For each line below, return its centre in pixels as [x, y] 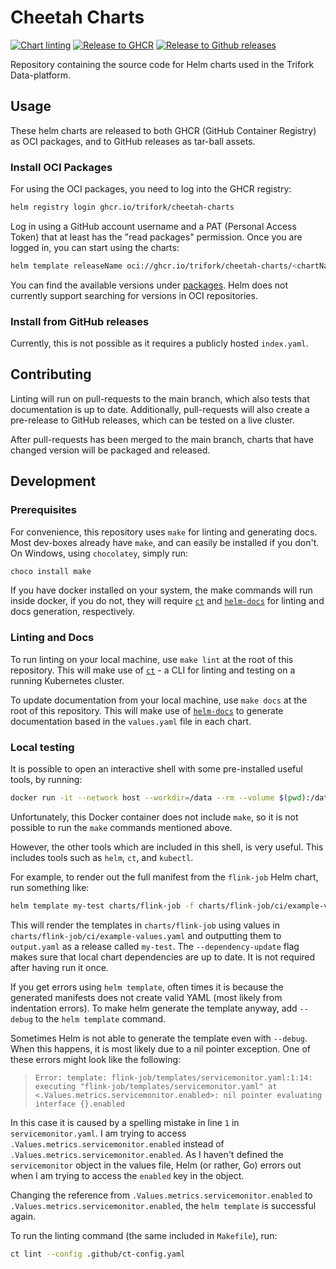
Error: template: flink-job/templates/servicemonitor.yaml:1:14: [173, 1077]
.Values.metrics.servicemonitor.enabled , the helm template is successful [163, 1205]
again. [23, 1216]
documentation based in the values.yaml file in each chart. [131, 721]
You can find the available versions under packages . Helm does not [149, 285]
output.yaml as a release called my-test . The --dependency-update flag [155, 946]
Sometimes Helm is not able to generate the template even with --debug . [159, 1038]
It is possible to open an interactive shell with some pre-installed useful [156, 769]
